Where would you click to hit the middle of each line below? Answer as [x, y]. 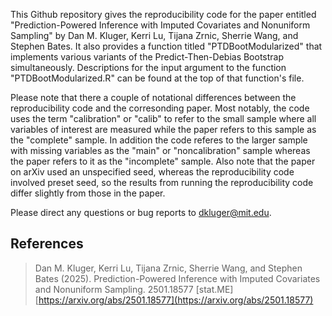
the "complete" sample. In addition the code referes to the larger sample [159, 140]
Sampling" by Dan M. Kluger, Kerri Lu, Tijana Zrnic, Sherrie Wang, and [154, 35]
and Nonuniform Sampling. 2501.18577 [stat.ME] [134, 289]
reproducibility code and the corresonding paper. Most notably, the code [160, 108]
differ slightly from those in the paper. [88, 193]
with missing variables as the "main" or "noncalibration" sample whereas [160, 150]
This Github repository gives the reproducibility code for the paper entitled [163, 14]
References [47, 244]
